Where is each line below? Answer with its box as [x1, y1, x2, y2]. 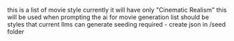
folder [7, 27, 24, 36]
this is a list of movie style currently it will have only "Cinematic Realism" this [7, 6, 227, 14]
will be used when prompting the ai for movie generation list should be [7, 13, 210, 21]
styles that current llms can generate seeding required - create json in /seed [7, 20, 226, 28]
